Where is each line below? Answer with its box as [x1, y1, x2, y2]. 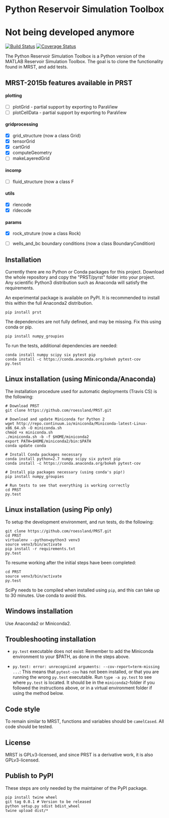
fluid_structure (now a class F [12, 178, 74, 185]
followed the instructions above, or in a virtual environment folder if [12, 685, 152, 691]
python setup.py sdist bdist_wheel [5, 803, 80, 808]
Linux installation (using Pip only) [5, 506, 112, 514]
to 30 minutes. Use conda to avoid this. [5, 592, 87, 598]
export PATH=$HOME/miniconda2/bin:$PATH [5, 439, 92, 444]
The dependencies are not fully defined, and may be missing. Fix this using [5, 319, 161, 325]
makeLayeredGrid [12, 155, 50, 161]
